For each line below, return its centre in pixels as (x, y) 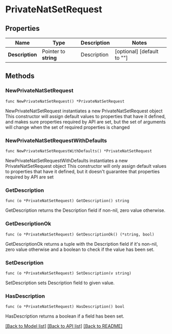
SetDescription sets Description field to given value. (60, 283)
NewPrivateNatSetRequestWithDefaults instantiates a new (67, 161)
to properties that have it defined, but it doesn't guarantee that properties (83, 171)
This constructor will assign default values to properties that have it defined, (86, 116)
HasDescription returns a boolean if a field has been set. (65, 316)
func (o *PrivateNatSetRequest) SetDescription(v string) (68, 273)
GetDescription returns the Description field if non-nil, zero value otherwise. (85, 210)
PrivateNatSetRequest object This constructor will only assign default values (86, 166)
